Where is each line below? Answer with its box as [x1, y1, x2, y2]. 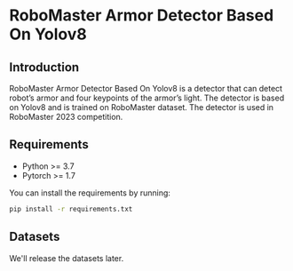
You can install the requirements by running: [9, 187, 171, 198]
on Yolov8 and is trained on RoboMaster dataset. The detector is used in [9, 102, 273, 112]
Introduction [9, 60, 80, 75]
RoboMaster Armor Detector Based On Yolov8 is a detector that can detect [9, 84, 282, 93]
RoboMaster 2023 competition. [9, 112, 123, 122]
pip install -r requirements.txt [9, 204, 133, 213]
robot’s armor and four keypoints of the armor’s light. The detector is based [9, 92, 285, 103]
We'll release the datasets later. [9, 252, 124, 263]
